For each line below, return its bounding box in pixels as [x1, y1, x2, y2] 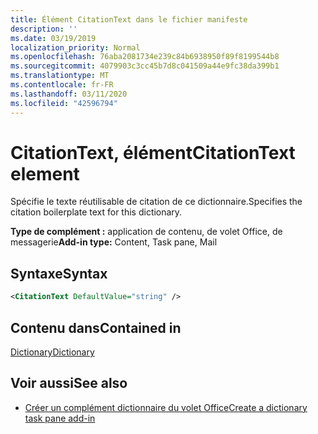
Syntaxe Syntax [10, 265, 108, 282]
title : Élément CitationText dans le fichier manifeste [10, 14, 248, 25]
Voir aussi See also [10, 375, 128, 392]
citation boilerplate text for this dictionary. [10, 206, 183, 218]
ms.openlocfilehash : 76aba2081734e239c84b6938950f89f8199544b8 [10, 52, 280, 62]
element [10, 162, 80, 185]
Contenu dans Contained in [10, 319, 182, 336]
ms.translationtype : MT [10, 71, 110, 81]
